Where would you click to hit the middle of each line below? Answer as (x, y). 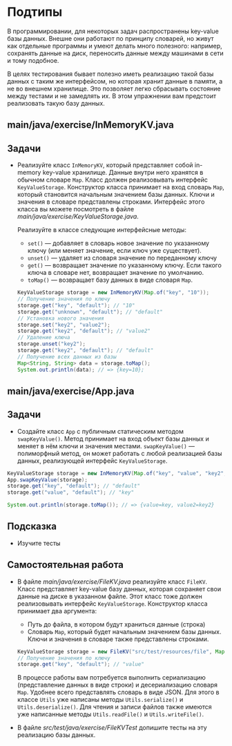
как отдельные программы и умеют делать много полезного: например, (115, 46)
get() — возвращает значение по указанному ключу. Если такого (125, 265)
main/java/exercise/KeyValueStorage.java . (78, 217)
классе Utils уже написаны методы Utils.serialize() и (100, 700)
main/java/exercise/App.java (71, 391)
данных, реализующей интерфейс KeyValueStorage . (92, 461)
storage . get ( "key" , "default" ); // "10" (76, 305)
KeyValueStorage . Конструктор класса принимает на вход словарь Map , (120, 187)
